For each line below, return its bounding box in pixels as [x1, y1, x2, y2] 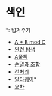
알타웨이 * [14, 76, 37, 83]
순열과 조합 [14, 61, 41, 68]
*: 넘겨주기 [5, 26, 31, 34]
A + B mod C [14, 38, 46, 46]
